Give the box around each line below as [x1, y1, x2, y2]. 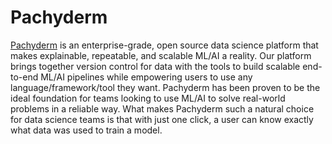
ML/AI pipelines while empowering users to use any [40, 71, 253, 83]
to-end [10, 71, 39, 83]
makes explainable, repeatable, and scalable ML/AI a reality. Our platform [10, 49, 312, 61]
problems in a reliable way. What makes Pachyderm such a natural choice [10, 102, 315, 115]
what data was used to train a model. [10, 124, 163, 136]
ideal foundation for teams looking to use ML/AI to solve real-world [10, 92, 286, 104]
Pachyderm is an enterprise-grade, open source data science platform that [10, 39, 319, 51]
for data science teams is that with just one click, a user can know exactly [10, 113, 314, 125]
